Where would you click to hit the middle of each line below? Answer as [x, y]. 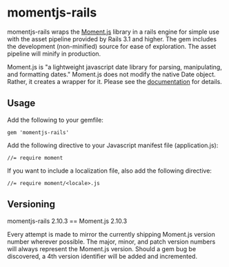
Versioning [31, 204]
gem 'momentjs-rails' [38, 132]
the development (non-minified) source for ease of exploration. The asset [112, 46]
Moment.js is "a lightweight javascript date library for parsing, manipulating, [114, 67]
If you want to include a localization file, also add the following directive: [110, 171]
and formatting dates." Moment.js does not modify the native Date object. [111, 74]
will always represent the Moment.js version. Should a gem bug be [102, 248]
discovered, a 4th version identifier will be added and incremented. [102, 256]
